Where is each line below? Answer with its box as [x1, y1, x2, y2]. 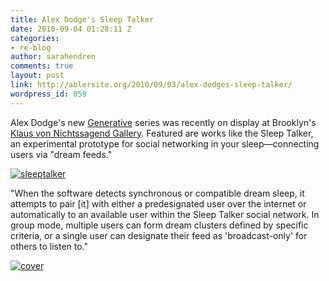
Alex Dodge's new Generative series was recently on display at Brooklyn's [10, 116, 317, 128]
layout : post [10, 71, 65, 81]
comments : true [10, 61, 74, 71]
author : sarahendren [10, 52, 97, 62]
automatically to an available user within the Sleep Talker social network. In [10, 208, 320, 220]
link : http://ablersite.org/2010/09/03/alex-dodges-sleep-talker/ [10, 80, 293, 90]
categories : [10, 33, 60, 43]
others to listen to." [10, 240, 89, 252]
